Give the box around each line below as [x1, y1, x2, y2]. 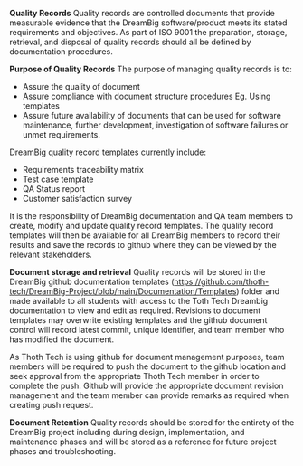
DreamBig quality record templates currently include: [9, 147, 206, 157]
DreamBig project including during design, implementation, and [9, 427, 245, 437]
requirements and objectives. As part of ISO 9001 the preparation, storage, [9, 27, 288, 37]
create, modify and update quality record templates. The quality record [9, 221, 274, 231]
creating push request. [9, 400, 94, 410]
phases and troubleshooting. [9, 446, 116, 456]
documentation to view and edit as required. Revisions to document [9, 305, 261, 316]
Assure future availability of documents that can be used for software [22, 110, 282, 120]
